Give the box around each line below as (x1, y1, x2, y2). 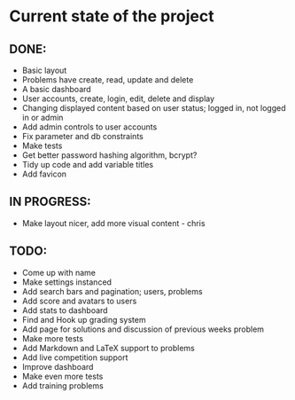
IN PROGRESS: (9, 194, 91, 209)
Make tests (21, 140, 63, 151)
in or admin (21, 113, 64, 122)
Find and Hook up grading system (21, 314, 146, 325)
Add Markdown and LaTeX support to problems (21, 342, 195, 353)
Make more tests (21, 333, 84, 343)
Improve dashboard (21, 361, 94, 372)
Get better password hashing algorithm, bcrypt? (21, 150, 198, 161)
